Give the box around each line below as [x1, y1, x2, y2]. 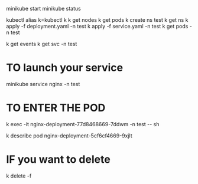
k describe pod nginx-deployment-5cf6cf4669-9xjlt [6, 132, 132, 139]
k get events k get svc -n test [6, 41, 77, 47]
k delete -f [6, 172, 32, 179]
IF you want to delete [6, 153, 111, 166]
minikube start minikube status [6, 5, 81, 12]
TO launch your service [6, 61, 123, 74]
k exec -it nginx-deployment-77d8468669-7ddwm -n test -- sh [6, 120, 160, 127]
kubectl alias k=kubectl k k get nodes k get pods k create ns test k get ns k [6, 17, 189, 23]
